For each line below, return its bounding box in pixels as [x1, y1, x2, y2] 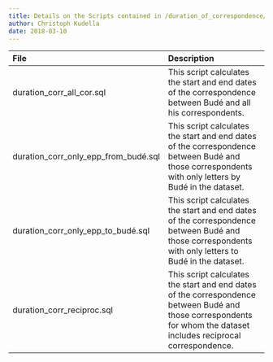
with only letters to [167, 246, 239, 257]
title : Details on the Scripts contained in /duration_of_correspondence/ [8, 11, 267, 20]
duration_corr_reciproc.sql [12, 304, 114, 316]
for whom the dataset [167, 320, 250, 331]
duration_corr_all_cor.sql [12, 87, 106, 98]
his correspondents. [167, 107, 245, 119]
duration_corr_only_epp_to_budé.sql [12, 225, 150, 237]
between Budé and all [167, 97, 251, 108]
